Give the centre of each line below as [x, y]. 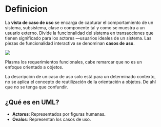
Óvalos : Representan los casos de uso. [51, 119]
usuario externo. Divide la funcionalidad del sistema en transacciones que [79, 33]
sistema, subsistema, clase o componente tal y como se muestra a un [75, 27]
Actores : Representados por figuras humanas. [59, 114]
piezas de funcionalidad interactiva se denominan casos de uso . [70, 43]
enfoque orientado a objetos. [34, 67]
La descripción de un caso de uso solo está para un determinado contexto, [80, 76]
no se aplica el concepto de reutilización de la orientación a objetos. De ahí [80, 82]
